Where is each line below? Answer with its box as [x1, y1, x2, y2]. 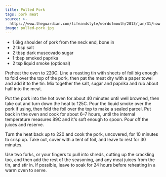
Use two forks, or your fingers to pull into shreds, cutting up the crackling [5, 152, 155, 158]
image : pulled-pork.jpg [5, 26, 54, 31]
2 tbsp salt [12, 45, 34, 51]
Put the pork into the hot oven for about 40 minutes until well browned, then [5, 95, 160, 102]
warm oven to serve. [5, 167, 47, 174]
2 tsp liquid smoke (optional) [12, 60, 71, 66]
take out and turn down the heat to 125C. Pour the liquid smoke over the [5, 101, 152, 107]
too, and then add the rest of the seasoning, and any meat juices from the [5, 157, 155, 163]
